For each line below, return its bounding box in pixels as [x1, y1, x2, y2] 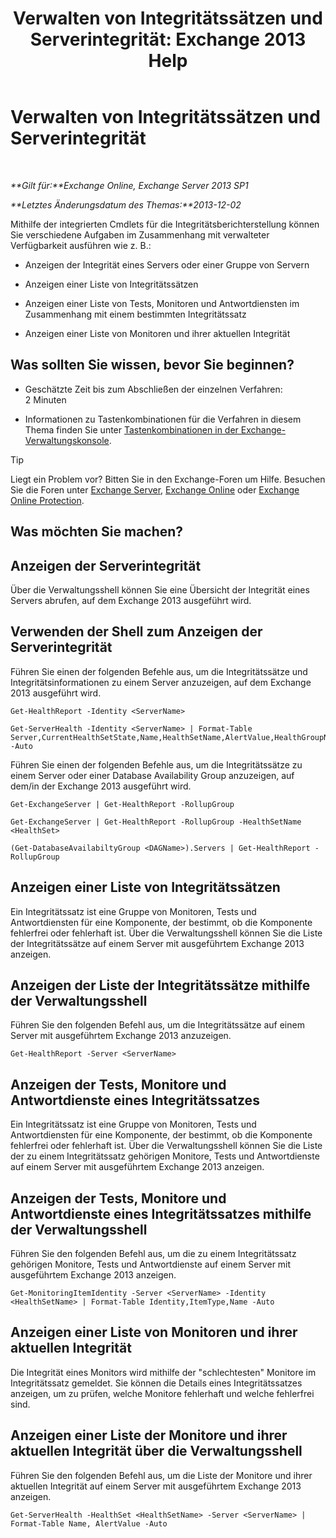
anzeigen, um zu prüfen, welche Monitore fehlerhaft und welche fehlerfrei [10, 1387, 315, 1399]
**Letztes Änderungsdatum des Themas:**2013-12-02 [10, 198, 242, 211]
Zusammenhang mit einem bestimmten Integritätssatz [24, 308, 247, 320]
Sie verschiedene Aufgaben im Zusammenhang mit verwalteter [10, 228, 270, 241]
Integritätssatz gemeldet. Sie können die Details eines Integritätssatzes [10, 1377, 303, 1389]
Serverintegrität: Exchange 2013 [29, 28, 307, 51]
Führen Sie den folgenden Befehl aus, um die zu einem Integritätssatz [10, 1248, 297, 1260]
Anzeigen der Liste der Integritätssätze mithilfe [10, 977, 311, 994]
